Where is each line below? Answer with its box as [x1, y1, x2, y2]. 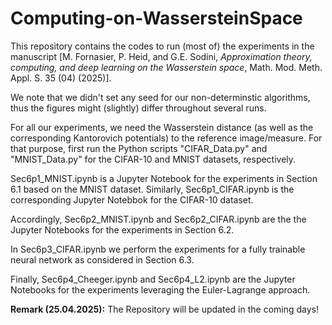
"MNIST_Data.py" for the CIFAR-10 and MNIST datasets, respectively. [10, 153, 297, 165]
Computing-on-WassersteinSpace [10, 7, 303, 30]
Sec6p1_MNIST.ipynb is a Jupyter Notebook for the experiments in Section [10, 172, 318, 184]
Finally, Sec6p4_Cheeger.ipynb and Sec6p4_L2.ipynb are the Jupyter [10, 273, 296, 285]
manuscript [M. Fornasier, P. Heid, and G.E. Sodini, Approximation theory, [10, 50, 313, 62]
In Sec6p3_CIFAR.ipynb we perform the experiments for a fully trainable [10, 243, 306, 255]
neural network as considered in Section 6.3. [10, 253, 195, 266]
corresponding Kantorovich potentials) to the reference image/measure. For [10, 132, 323, 144]
